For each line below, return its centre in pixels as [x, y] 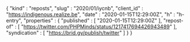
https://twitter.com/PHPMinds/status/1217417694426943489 [96, 26]
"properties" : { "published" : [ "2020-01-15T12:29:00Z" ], [93, 20]
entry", [14, 20]
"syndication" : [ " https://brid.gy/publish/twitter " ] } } [69, 33]
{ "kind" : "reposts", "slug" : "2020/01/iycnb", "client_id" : [75, 8]
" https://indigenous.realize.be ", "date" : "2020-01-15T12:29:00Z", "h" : [91, 14]
